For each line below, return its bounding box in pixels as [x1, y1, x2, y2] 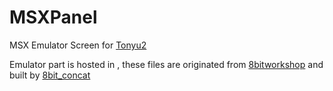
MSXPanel [9, 6, 98, 29]
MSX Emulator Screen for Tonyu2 [9, 39, 147, 51]
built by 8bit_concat [9, 69, 91, 81]
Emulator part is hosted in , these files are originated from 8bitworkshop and [9, 58, 324, 70]
